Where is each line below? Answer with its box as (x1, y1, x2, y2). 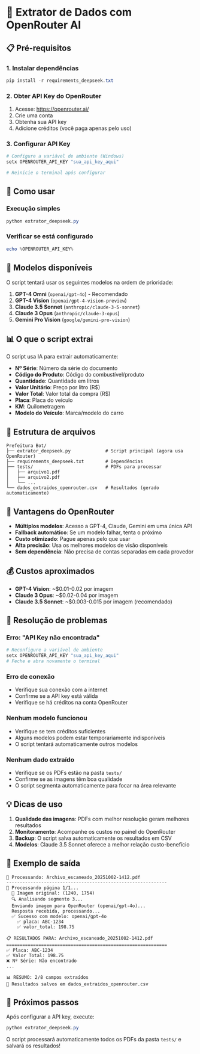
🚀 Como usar (6, 186, 55, 197)
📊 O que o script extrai (6, 334, 93, 344)
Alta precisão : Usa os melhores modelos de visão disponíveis (14, 541, 168, 549)
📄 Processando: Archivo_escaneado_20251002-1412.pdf (6, 874, 141, 880)
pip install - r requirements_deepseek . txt (6, 78, 114, 84)
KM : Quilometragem (14, 403, 65, 410)
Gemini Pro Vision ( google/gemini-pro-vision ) (14, 316, 131, 323)
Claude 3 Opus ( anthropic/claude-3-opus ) (14, 309, 120, 316)
